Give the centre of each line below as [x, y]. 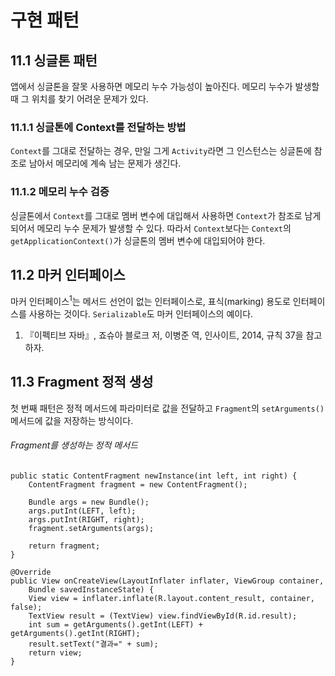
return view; [55, 653]
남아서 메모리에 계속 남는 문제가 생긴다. [105, 163]
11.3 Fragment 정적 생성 [82, 382]
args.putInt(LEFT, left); [82, 511]
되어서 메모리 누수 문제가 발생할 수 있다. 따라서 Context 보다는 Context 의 [151, 228]
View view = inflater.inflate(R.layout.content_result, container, [171, 599]
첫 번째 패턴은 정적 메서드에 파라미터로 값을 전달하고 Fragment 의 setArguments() [167, 408]
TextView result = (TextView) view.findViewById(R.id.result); [163, 616]
